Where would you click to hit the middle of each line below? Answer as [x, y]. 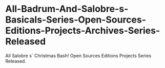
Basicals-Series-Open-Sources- [76, 20]
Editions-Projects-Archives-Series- [83, 31]
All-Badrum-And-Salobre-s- [67, 9]
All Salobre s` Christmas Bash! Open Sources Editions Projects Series [78, 55]
